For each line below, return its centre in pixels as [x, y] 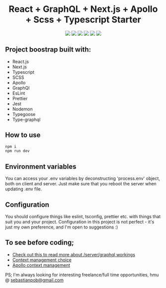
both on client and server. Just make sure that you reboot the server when [81, 184]
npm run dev [17, 151]
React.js [21, 61]
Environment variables [41, 166]
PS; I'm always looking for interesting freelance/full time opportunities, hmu [82, 275]
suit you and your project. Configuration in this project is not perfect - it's [80, 222]
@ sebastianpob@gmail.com [34, 280]
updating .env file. [24, 189]
